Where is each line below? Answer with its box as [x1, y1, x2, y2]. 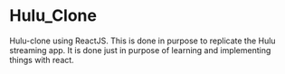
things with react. [9, 54, 74, 65]
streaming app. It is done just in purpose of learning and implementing [9, 44, 271, 55]
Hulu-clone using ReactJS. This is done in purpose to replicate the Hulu [9, 35, 276, 46]
